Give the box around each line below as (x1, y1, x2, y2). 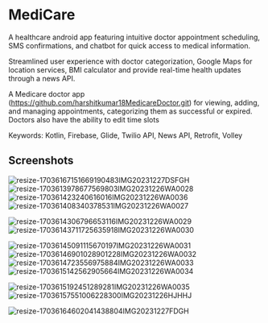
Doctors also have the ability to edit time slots (8, 114, 159, 124)
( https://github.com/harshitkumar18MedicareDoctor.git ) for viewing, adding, (8, 97, 260, 107)
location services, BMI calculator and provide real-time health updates (8, 64, 241, 74)
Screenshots (8, 154, 74, 168)
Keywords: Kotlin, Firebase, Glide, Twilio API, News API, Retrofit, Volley (8, 130, 243, 140)
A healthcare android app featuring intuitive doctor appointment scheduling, (8, 32, 260, 42)
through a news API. (8, 73, 76, 83)
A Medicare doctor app (8, 89, 85, 98)
